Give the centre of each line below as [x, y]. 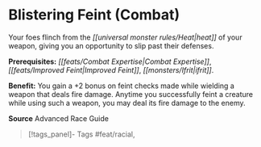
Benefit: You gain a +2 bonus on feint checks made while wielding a [122, 86]
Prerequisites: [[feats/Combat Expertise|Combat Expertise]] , [110, 61]
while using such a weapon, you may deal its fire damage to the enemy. [127, 103]
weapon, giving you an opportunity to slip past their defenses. [111, 45]
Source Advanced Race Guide [58, 118]
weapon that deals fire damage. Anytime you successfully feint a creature [131, 94]
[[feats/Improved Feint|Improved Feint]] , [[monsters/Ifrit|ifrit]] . [111, 69]
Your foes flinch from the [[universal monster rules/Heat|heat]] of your [126, 37]
